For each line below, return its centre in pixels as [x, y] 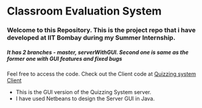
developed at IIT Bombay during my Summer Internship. [91, 38]
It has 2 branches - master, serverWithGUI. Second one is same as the [98, 52]
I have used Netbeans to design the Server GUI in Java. [85, 99]
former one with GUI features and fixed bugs [64, 58]
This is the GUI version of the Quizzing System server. [83, 92]
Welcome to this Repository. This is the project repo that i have [101, 30]
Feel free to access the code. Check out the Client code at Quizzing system [102, 74]
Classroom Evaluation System [84, 11]
